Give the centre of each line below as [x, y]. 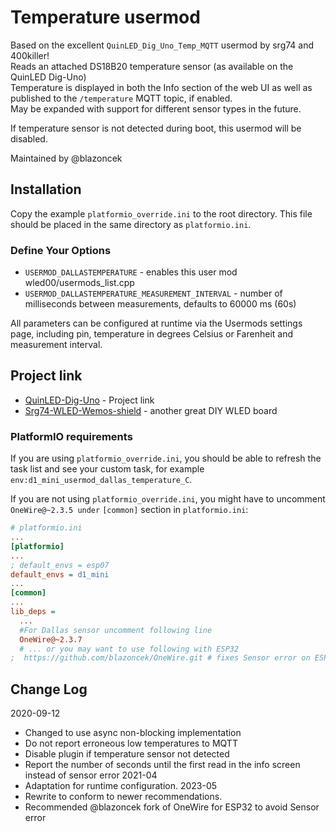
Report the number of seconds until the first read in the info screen [162, 765]
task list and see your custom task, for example [107, 469]
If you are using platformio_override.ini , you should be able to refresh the [166, 458]
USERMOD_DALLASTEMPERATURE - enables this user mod [131, 272]
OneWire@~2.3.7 [51, 639]
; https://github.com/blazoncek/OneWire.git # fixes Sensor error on [160, 658]
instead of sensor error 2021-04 [91, 775]
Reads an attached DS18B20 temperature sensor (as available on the [152, 66]
